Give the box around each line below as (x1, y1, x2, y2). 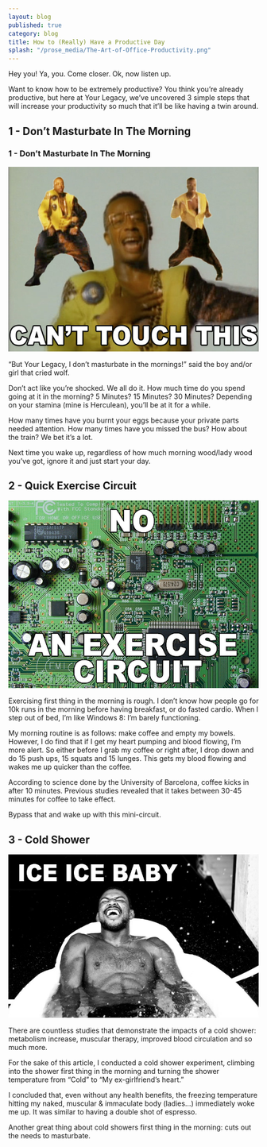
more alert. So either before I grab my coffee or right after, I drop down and (8, 745, 254, 755)
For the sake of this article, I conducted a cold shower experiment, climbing (8, 1058, 255, 1068)
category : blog (8, 29, 59, 37)
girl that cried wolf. (8, 368, 70, 377)
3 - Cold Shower (8, 832, 90, 846)
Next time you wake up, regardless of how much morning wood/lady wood (8, 447, 253, 457)
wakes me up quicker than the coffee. (8, 763, 133, 772)
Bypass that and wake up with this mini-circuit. (8, 810, 161, 820)
